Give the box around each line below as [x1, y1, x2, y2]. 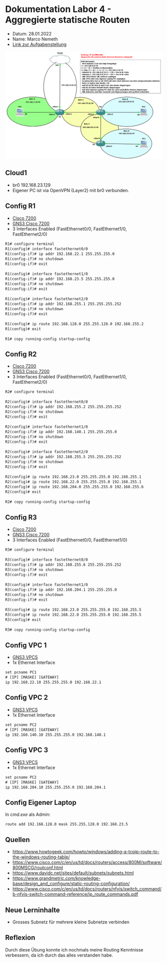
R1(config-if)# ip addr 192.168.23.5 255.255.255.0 [5, 276, 115, 281]
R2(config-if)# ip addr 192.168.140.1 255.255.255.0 [5, 429, 117, 435]
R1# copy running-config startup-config [5, 336, 91, 341]
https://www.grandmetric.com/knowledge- [12, 875, 101, 881]
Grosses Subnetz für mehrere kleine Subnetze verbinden [12, 919, 130, 925]
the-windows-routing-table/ [12, 854, 70, 860]
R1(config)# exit [5, 326, 41, 331]
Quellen [5, 835, 30, 844]
